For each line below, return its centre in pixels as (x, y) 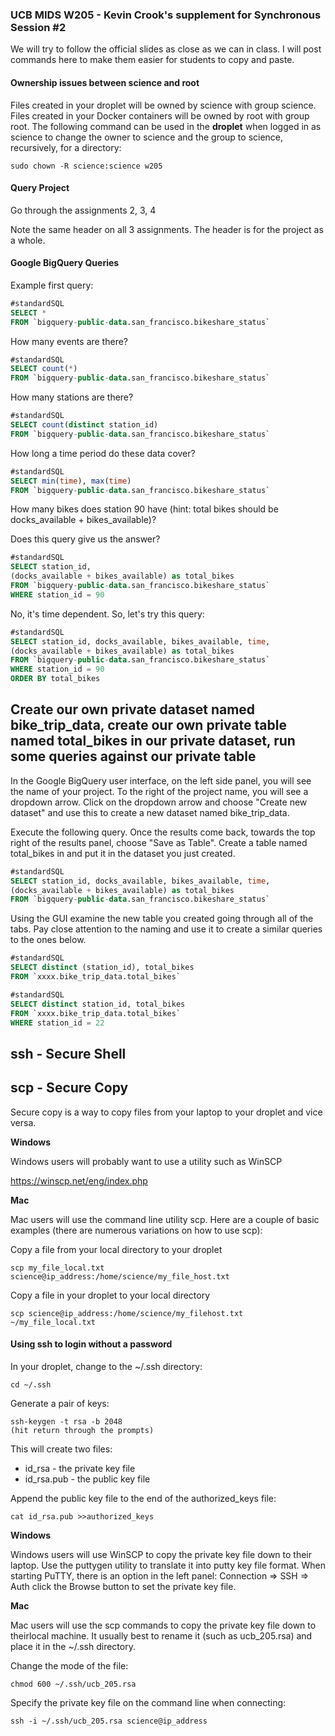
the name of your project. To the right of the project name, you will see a (159, 791)
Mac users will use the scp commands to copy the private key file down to (163, 1625)
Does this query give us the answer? (85, 539)
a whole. (28, 240)
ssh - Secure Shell (68, 1053)
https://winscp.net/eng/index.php (79, 1180)
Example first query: (52, 285)
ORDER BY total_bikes (55, 679)
